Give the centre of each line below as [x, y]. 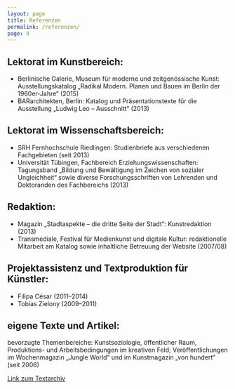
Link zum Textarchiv [36, 378]
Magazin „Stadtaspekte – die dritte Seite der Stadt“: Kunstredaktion [114, 224]
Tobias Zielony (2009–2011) [57, 303]
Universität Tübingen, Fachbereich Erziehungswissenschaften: [108, 162]
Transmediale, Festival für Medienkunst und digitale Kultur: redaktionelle [122, 239]
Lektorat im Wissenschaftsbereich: [86, 131]
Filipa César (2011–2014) [53, 296]
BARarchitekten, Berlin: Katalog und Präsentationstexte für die [107, 101]
